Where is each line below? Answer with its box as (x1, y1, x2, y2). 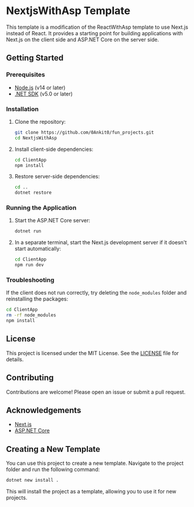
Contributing (6, 373, 54, 383)
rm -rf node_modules (6, 312, 57, 318)
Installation (6, 104, 39, 113)
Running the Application (6, 204, 77, 212)
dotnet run (14, 228, 42, 234)
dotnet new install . (6, 477, 59, 484)
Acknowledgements (6, 405, 81, 415)
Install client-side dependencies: (14, 146, 94, 153)
